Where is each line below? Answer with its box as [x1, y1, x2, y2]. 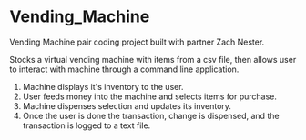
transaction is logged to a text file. [22, 120, 151, 131]
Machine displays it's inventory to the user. [22, 81, 184, 92]
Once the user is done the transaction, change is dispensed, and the [22, 110, 280, 121]
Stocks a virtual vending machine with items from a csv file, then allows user [9, 54, 297, 65]
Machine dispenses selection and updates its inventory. [22, 100, 232, 111]
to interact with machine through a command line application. [9, 64, 240, 75]
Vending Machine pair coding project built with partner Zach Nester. [9, 36, 265, 47]
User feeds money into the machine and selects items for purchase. [22, 91, 278, 102]
